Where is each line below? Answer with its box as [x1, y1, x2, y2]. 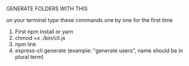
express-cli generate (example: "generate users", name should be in [14, 47, 184, 54]
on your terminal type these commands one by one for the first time [6, 17, 173, 23]
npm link [14, 41, 36, 48]
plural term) [14, 54, 44, 60]
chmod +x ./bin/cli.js [14, 34, 66, 41]
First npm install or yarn [14, 28, 74, 35]
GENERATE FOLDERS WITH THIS [6, 5, 88, 12]
